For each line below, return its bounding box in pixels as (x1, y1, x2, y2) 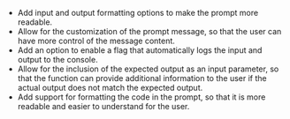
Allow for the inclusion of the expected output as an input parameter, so (17, 63, 279, 74)
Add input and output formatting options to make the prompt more (17, 8, 259, 18)
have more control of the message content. (17, 35, 175, 46)
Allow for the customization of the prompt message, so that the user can (17, 26, 282, 36)
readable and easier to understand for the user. (17, 101, 190, 111)
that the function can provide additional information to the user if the (17, 73, 267, 83)
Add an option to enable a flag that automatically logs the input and (17, 45, 263, 56)
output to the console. (17, 55, 99, 64)
